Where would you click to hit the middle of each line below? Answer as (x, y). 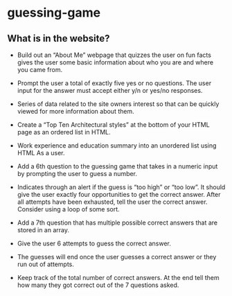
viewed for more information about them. (75, 111)
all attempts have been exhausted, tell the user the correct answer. (112, 202)
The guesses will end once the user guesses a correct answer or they (117, 257)
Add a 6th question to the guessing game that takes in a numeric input (117, 166)
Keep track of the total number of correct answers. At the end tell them (118, 278)
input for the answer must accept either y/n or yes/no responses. (110, 90)
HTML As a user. (41, 153)
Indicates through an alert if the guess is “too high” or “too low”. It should (121, 187)
